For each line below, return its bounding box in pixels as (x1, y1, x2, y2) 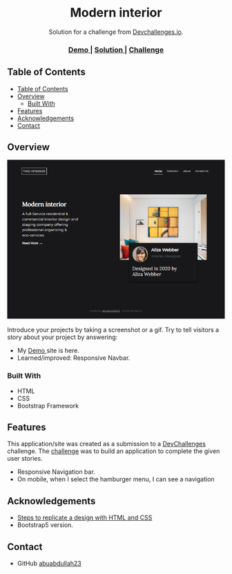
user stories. (7, 455, 43, 463)
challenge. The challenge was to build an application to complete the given (7, 447, 220, 455)
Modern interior (70, 5, 162, 21)
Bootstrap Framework (17, 401, 79, 410)
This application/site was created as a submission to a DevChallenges (7, 440, 206, 448)
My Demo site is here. (17, 347, 79, 355)
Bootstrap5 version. (17, 521, 74, 529)
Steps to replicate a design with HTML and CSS (17, 513, 153, 522)
